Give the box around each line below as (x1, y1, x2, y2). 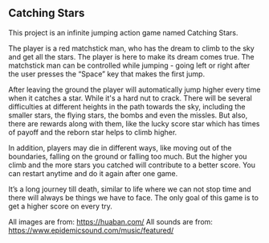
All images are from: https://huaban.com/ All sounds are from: (8, 216, 213, 226)
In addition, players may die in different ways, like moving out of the (8, 142, 232, 152)
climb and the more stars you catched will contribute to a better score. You (8, 160, 255, 170)
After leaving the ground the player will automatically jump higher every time (8, 84, 261, 94)
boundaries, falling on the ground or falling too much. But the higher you (8, 151, 247, 161)
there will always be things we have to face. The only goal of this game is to (8, 192, 259, 202)
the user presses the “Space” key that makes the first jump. (8, 68, 206, 79)
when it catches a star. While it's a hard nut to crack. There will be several (8, 93, 253, 103)
